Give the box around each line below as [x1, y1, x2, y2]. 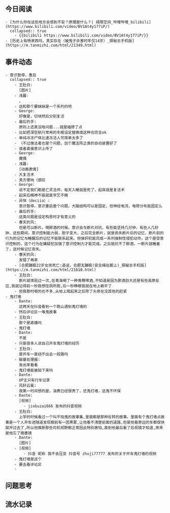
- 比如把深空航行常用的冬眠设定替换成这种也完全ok [14, 130, 107, 135]
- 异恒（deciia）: [14, 198, 50, 203]
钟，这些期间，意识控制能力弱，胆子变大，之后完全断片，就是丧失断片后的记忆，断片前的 [5, 230, 164, 235]
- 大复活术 [14, 172, 35, 177]
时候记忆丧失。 [16, 247, 43, 252]
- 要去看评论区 [14, 462, 42, 467]
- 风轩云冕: [14, 383, 37, 388]
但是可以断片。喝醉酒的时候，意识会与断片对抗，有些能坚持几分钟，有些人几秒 [18, 225, 159, 230]
